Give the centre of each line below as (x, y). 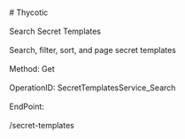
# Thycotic (29, 12)
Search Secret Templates (55, 31)
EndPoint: (27, 106)
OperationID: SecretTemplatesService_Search (92, 88)
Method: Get (32, 69)
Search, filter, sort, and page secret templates (93, 50)
